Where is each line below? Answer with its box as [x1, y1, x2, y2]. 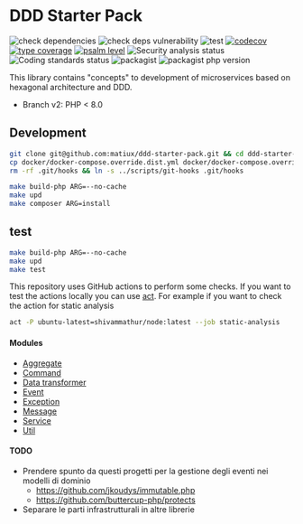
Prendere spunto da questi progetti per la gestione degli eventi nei [22, 465, 269, 476]
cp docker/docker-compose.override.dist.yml [9, 157, 179, 167]
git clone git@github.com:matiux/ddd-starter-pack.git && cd [9, 149, 244, 158]
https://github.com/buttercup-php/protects [35, 494, 196, 505]
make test [9, 265, 47, 274]
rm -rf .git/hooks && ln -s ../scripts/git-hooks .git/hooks [9, 166, 244, 175]
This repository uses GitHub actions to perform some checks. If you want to [9, 281, 291, 292]
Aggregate [22, 358, 62, 369]
